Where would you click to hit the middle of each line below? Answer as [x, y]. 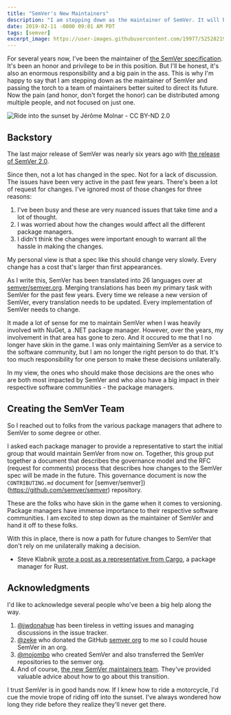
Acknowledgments [49, 588]
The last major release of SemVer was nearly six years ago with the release [113, 154]
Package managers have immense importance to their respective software [113, 510]
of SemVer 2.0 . [28, 161]
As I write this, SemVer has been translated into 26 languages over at [105, 280]
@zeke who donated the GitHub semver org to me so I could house [112, 639]
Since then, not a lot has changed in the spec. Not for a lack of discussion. [112, 174]
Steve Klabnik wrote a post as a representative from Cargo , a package [116, 559]
